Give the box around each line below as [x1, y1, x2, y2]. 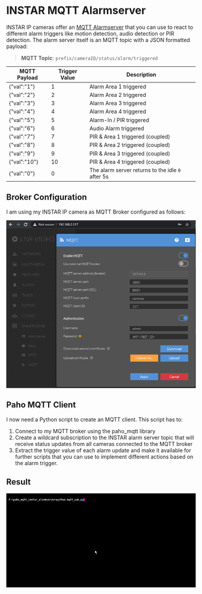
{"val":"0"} [8, 170, 35, 177]
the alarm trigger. [14, 459, 58, 466]
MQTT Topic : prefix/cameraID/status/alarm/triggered [20, 54, 158, 61]
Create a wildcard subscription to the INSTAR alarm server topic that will [14, 434, 194, 441]
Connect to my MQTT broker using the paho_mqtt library [14, 427, 156, 435]
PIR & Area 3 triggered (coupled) [89, 150, 170, 157]
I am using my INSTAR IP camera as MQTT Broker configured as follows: [6, 208, 186, 215]
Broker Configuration [6, 192, 87, 202]
